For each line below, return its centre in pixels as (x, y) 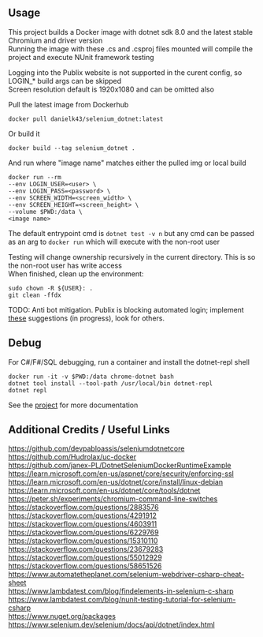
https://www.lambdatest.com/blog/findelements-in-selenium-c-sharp (121, 591)
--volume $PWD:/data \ (45, 212)
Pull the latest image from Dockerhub (69, 104)
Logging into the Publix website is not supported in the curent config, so (125, 72)
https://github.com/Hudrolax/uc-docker (72, 457)
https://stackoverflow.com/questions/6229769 (83, 533)
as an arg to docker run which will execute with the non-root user (114, 242)
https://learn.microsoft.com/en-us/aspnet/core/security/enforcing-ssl (121, 474)
